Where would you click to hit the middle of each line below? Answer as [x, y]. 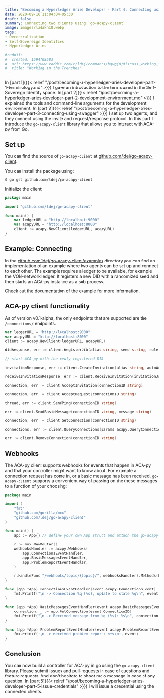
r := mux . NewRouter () [36, 544]
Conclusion [23, 654]
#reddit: [14, 55]
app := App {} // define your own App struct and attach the [76, 535]
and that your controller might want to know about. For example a [71, 470]
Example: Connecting [39, 249]
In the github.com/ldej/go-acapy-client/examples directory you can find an [80, 261]
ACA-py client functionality [48, 306]
